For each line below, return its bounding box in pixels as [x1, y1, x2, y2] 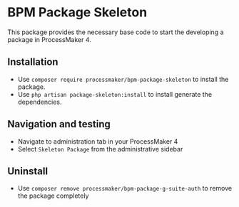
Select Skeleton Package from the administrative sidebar [17, 144, 183, 153]
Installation [7, 56, 59, 68]
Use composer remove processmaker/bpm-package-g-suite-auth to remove [17, 184, 233, 193]
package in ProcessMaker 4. [7, 35, 91, 43]
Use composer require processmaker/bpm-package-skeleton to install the [17, 75, 229, 83]
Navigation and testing [7, 118, 111, 130]
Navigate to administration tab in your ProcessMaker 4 [17, 137, 178, 146]
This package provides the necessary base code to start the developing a [7, 28, 224, 36]
